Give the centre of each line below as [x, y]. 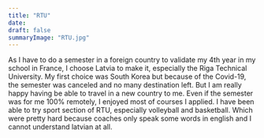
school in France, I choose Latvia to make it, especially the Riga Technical [128, 69]
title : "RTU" [30, 15]
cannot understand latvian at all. [60, 127]
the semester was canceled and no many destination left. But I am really [125, 85]
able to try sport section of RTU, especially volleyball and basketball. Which [131, 110]
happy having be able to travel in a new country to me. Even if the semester [131, 93]
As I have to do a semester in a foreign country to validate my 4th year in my [132, 60]
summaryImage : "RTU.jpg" [49, 37]
